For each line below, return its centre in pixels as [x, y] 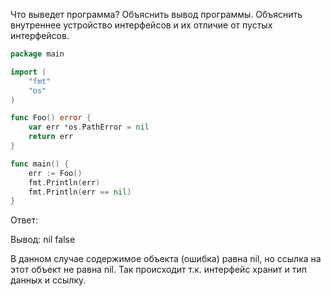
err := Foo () [55, 173]
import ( [28, 72]
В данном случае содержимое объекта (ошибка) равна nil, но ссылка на [166, 259]
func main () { [40, 164]
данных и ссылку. [48, 280]
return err [51, 137]
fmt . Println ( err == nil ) [80, 192]
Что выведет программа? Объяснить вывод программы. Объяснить [156, 14]
